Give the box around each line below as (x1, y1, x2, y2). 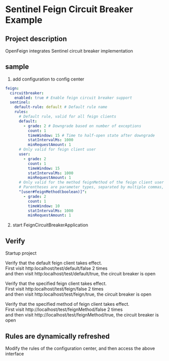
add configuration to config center (12, 76, 85, 82)
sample (5, 62, 29, 71)
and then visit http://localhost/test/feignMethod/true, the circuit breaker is (5, 312, 159, 318)
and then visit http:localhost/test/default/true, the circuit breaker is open (5, 271, 156, 277)
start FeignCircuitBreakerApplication (12, 222, 89, 228)
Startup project (5, 250, 37, 256)
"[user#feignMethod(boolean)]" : (18, 189, 87, 194)
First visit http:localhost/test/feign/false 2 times (5, 286, 104, 292)
